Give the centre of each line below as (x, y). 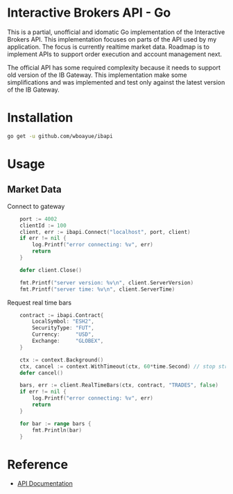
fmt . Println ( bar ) (57, 430)
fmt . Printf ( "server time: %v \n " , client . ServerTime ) (97, 289)
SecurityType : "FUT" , (63, 328)
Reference (37, 465)
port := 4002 (38, 219)
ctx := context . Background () (62, 360)
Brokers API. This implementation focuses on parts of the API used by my (112, 39)
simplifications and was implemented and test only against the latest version (116, 82)
